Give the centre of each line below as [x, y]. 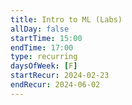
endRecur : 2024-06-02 [55, 85]
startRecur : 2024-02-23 [60, 76]
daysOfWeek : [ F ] [44, 66]
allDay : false [40, 29]
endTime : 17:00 [42, 47]
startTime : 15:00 [46, 38]
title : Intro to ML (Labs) [66, 19]
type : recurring [44, 57]
